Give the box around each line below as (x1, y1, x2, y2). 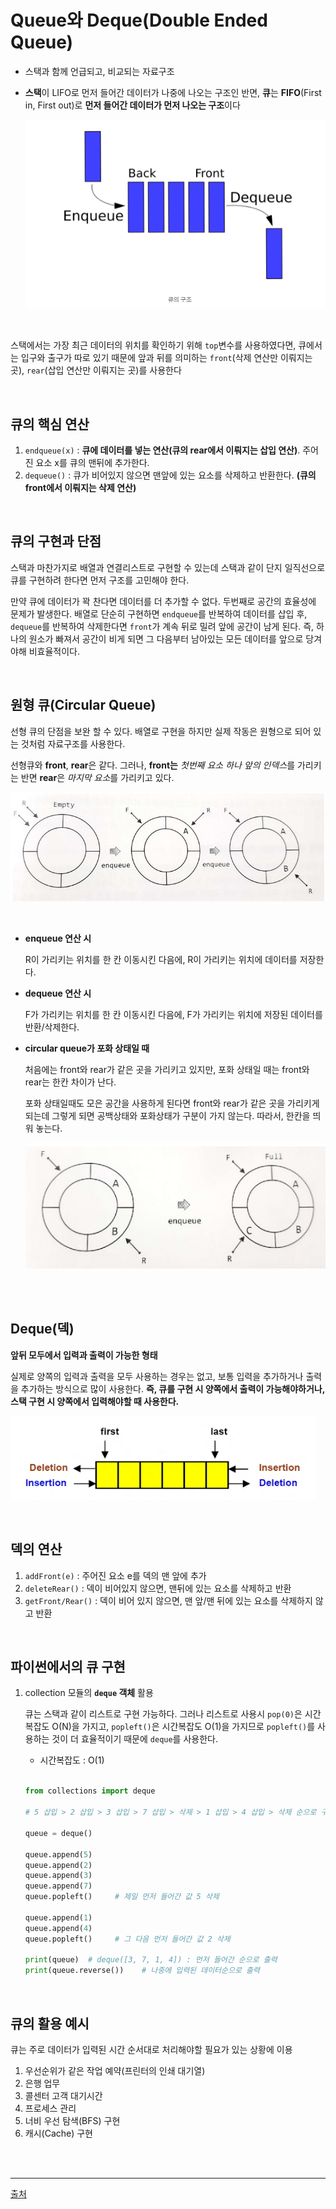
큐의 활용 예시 (10, 2015, 90, 2032)
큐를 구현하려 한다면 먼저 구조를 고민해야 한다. (10, 574, 190, 586)
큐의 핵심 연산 (10, 416, 90, 433)
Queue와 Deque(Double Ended (10, 9, 268, 32)
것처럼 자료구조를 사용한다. (20, 737, 126, 750)
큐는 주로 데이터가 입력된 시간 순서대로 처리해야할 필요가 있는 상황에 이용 (10, 2043, 293, 2055)
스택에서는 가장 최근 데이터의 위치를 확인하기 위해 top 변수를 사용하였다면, (10, 339, 297, 351)
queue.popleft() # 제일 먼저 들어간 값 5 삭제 (24, 1892, 220, 1902)
